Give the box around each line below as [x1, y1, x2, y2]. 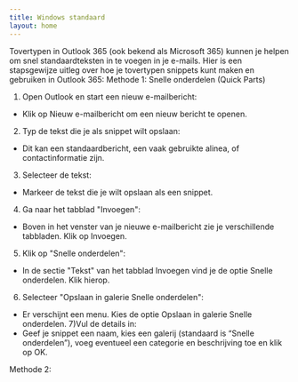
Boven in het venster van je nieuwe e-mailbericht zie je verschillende [21, 221, 275, 232]
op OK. [21, 346, 48, 357]
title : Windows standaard [9, 12, 105, 22]
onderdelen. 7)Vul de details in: [21, 318, 137, 329]
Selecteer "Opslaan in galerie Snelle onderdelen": [21, 291, 205, 302]
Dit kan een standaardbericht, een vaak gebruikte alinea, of [21, 143, 240, 154]
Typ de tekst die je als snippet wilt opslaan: [21, 125, 181, 136]
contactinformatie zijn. [21, 152, 105, 163]
